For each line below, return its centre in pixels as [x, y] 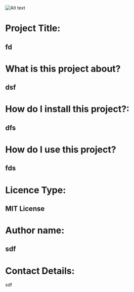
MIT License [25, 209]
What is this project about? [63, 69]
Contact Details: [40, 271]
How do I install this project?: [68, 109]
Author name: [35, 230]
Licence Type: [36, 190]
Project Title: [33, 28]
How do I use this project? [61, 149]
